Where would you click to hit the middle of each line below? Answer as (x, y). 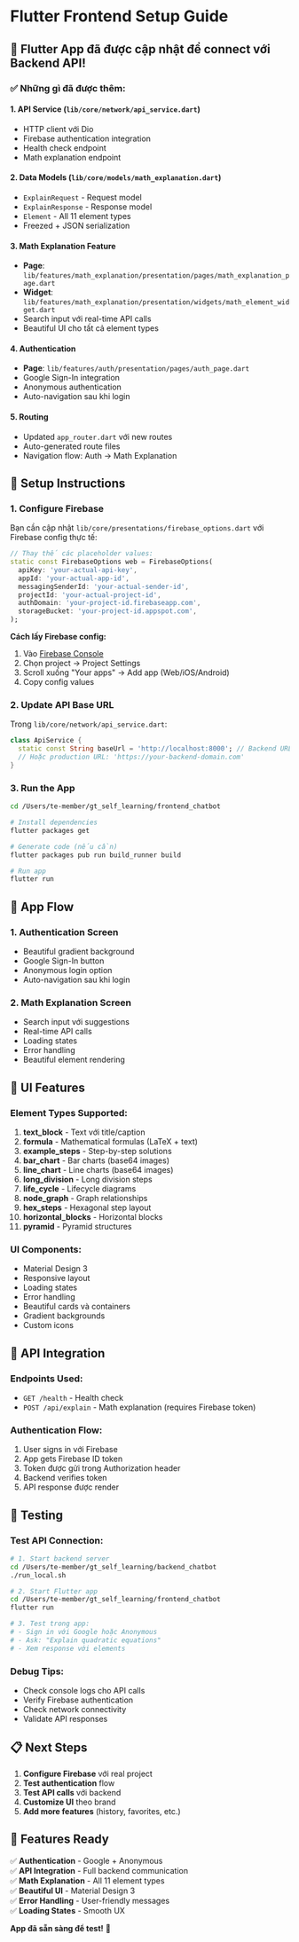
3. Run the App (43, 788)
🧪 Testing (37, 1515)
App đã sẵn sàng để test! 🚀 (61, 1928)
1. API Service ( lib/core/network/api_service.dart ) (105, 109)
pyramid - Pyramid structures (77, 1226)
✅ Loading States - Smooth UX (67, 1910)
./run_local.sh (38, 1575)
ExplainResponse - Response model (87, 207)
